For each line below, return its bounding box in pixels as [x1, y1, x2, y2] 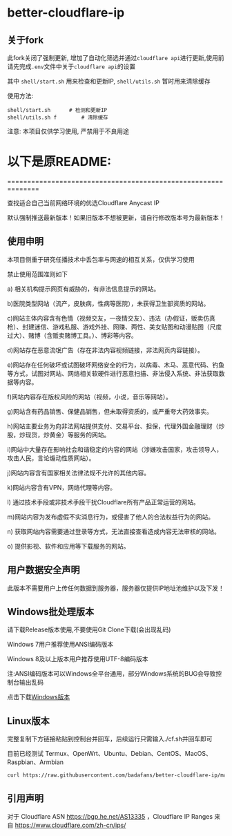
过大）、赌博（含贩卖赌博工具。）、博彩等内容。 [7, 331, 137, 339]
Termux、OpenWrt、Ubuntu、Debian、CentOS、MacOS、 [44, 750, 212, 758]
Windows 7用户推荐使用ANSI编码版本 [7, 640, 114, 649]
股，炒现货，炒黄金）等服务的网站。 [7, 430, 110, 439]
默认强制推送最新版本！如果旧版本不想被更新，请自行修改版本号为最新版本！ [7, 213, 225, 222]
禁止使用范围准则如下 [7, 269, 68, 278]
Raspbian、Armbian [7, 758, 64, 766]
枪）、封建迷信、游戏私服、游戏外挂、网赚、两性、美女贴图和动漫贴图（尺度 [7, 323, 222, 331]
